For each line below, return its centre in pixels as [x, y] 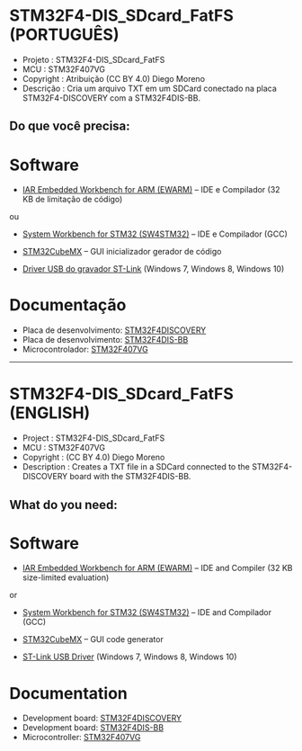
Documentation [69, 693]
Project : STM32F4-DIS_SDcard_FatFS [93, 438]
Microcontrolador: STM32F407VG [85, 349]
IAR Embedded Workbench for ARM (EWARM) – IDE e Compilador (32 [151, 190]
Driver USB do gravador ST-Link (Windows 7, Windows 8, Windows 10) [153, 269]
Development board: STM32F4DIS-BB [93, 728]
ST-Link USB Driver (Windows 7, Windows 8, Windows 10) [129, 657]
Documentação [68, 305]
